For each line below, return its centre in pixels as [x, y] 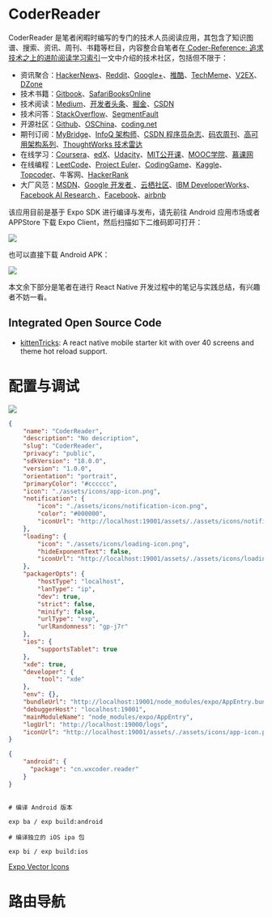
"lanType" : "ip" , [66, 589]
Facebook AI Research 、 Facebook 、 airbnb [93, 194]
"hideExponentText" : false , [85, 551]
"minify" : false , [66, 612]
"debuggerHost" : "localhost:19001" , [85, 709]
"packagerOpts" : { [54, 574]
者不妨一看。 [30, 297]
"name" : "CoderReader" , [63, 431]
